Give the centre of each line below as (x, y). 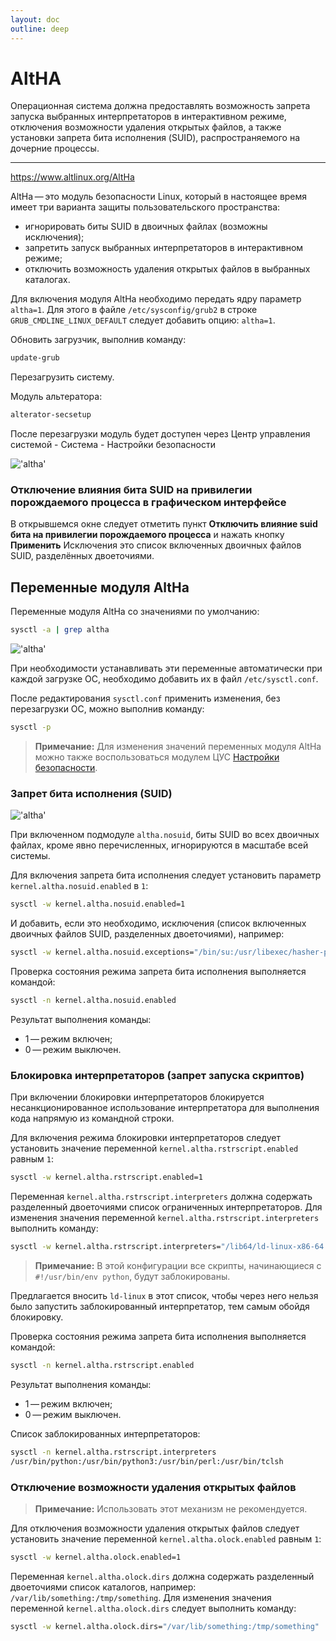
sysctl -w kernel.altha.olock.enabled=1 (96, 1557)
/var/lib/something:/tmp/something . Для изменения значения (141, 1597)
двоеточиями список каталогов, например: (103, 1587)
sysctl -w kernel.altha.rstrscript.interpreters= (116, 1247)
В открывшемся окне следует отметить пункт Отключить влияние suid (164, 524)
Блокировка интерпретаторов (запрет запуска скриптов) (157, 1075)
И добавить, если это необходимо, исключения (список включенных (158, 923)
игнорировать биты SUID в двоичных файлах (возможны (146, 227)
